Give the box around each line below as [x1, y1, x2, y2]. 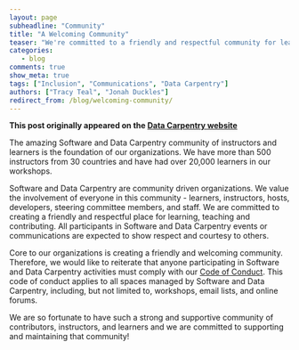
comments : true [9, 63, 66, 72]
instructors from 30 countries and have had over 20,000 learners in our [9, 157, 271, 167]
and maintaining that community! [9, 331, 130, 342]
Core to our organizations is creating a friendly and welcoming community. [9, 248, 283, 258]
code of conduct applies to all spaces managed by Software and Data [9, 276, 265, 287]
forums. [9, 295, 38, 305]
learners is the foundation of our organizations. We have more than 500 [9, 147, 271, 158]
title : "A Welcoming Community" [9, 29, 129, 38]
